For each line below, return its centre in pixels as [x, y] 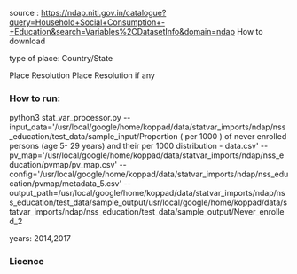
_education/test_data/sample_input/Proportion [94, 137]
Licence [27, 262]
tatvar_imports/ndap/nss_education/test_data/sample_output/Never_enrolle [147, 212]
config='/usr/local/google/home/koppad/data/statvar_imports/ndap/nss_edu [149, 174]
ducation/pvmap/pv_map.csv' [63, 165]
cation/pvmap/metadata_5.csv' [66, 184]
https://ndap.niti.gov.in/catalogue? [104, 13]
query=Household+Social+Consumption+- [87, 22]
